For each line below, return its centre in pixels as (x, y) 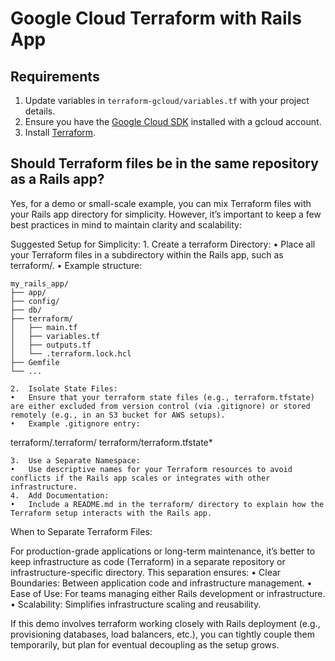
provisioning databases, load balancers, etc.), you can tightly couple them (163, 634)
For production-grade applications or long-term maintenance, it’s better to (163, 551)
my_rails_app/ (40, 283)
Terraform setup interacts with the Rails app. (111, 513)
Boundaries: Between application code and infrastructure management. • (161, 583)
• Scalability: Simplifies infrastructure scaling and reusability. (136, 604)
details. (40, 111)
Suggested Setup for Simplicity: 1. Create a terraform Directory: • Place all (163, 244)
